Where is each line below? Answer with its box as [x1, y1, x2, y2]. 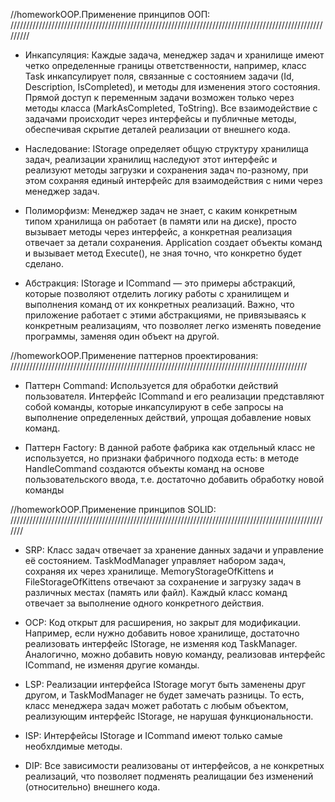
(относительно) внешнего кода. [24, 781, 161, 793]
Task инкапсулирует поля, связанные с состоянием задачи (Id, [24, 70, 295, 82]
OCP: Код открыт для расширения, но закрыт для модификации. [24, 617, 302, 628]
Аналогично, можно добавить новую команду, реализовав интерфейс [24, 649, 326, 660]
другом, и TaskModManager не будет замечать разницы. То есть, [24, 689, 305, 701]
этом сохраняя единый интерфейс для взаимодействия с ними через [24, 175, 323, 186]
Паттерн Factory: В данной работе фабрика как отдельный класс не [24, 442, 316, 453]
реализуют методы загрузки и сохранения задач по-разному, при [24, 164, 309, 176]
